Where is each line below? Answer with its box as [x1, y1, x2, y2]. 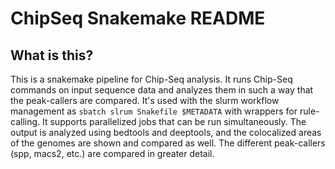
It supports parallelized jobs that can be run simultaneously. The [41, 116, 307, 127]
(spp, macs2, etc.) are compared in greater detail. [10, 148, 215, 159]
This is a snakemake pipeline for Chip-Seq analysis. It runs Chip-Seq [10, 73, 293, 85]
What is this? [10, 47, 94, 64]
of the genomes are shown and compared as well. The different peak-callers [10, 137, 326, 149]
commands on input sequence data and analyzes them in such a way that [10, 84, 314, 96]
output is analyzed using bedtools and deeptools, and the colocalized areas [10, 127, 322, 138]
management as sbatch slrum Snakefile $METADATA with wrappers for [10, 105, 298, 117]
